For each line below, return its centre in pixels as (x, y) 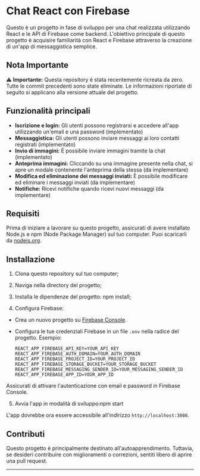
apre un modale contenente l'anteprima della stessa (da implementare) (101, 169)
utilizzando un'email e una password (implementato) (79, 132)
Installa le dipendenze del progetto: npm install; (73, 297)
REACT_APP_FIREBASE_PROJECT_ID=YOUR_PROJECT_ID (75, 359)
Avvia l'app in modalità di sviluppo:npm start (69, 404)
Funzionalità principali (48, 111)
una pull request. (27, 461)
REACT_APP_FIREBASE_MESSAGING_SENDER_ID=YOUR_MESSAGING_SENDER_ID (99, 370)
